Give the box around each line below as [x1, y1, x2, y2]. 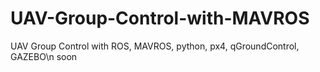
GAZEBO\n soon [10, 50, 78, 62]
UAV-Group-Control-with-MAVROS [10, 7, 310, 30]
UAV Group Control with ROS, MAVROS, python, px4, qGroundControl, [10, 40, 300, 52]
